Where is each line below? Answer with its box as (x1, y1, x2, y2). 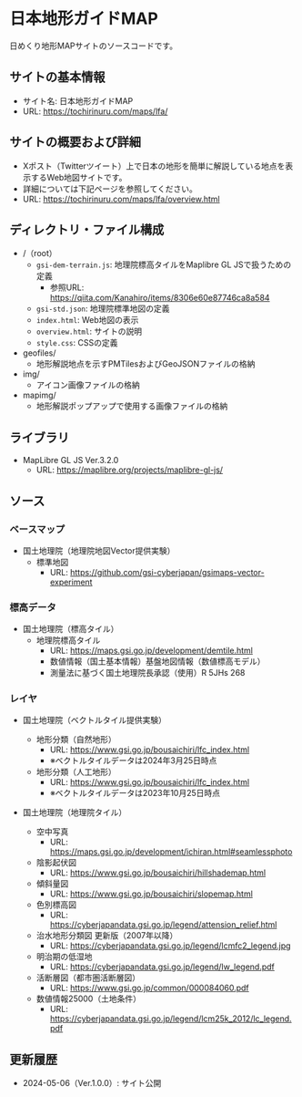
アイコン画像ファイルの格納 (35, 379, 140, 390)
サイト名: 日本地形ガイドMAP (22, 95, 134, 106)
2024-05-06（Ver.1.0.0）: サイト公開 (22, 1078, 162, 1089)
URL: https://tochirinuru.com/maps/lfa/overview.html (22, 193, 220, 204)
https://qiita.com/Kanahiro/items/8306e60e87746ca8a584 (49, 293, 270, 304)
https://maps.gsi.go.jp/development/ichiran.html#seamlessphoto (49, 846, 293, 857)
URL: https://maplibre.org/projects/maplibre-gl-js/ (35, 464, 224, 475)
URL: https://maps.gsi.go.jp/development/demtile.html (49, 645, 253, 657)
